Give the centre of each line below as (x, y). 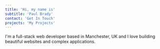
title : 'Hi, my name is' (30, 9)
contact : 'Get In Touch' (30, 18)
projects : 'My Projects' (30, 23)
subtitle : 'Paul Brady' (29, 14)
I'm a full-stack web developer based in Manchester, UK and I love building (80, 37)
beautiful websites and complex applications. (50, 42)
